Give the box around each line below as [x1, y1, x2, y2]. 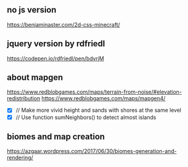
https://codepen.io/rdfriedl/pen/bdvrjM [7, 55, 104, 62]
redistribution [7, 95, 41, 102]
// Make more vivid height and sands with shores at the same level [15, 106, 181, 114]
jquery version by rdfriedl [7, 39, 106, 49]
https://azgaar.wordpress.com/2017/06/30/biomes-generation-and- [7, 148, 177, 155]
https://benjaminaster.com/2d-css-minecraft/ [7, 21, 121, 28]
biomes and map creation [7, 131, 105, 141]
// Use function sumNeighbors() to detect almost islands [15, 114, 156, 121]
